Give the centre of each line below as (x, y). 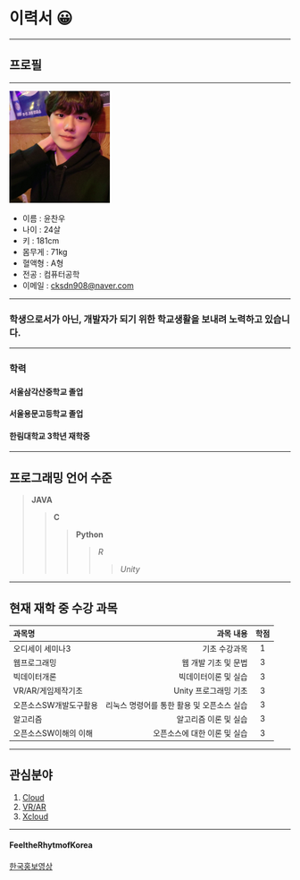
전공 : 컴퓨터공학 (51, 274)
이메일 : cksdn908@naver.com (78, 285)
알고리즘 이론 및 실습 (212, 719)
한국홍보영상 (31, 866)
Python (90, 534)
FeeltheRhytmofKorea (51, 845)
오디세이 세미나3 (42, 648)
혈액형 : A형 (43, 263)
